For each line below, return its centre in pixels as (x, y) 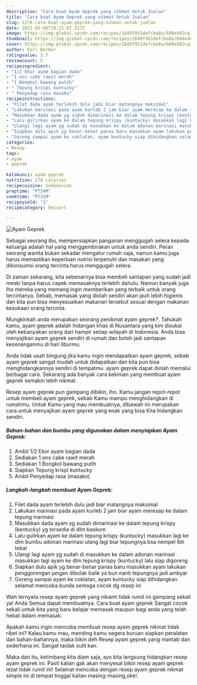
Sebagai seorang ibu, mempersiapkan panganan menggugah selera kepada (98, 240)
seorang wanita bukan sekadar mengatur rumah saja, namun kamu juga (93, 253)
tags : (13, 153)
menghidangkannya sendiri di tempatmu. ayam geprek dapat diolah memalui (98, 368)
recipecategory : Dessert (36, 208)
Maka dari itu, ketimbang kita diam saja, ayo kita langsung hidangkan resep (97, 657)
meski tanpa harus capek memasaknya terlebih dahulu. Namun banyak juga (98, 283)
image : (14, 33)
